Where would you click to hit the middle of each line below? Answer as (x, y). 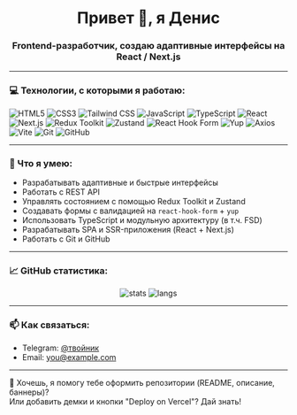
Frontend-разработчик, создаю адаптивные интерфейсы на (148, 46)
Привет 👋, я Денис (148, 18)
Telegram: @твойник (61, 348)
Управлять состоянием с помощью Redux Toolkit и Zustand (133, 202)
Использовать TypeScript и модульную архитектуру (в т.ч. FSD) (142, 220)
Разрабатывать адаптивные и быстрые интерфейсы (120, 183)
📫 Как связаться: (49, 325)
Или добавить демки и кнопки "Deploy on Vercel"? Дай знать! (125, 401)
